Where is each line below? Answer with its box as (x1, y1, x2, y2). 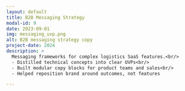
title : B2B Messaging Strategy (6, 14, 85, 20)
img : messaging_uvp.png (6, 31, 66, 37)
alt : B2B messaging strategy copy (6, 37, 93, 43)
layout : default (6, 8, 47, 15)
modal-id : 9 (6, 20, 36, 26)
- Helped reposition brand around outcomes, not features (11, 71, 161, 77)
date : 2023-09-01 (6, 25, 50, 32)
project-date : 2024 (6, 43, 55, 49)
